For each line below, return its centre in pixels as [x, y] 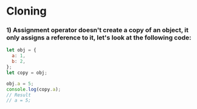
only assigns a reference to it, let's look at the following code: [99, 38]
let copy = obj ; [27, 73]
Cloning [26, 11]
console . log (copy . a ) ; [34, 89]
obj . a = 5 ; [20, 84]
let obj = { [21, 50]
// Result [19, 95]
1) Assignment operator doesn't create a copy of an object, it [97, 30]
